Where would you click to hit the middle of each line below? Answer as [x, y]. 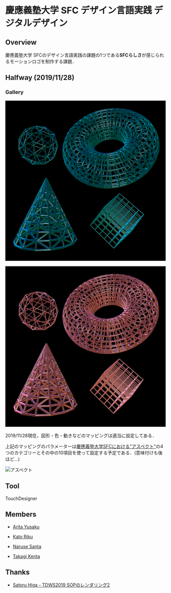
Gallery [15, 92]
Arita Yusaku [26, 526]
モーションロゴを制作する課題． [43, 61]
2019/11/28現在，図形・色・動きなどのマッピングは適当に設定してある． [81, 435]
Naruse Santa [27, 546]
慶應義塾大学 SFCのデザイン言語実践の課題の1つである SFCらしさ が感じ [80, 55]
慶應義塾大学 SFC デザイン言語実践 [79, 10]
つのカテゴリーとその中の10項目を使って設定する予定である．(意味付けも [82, 453]
